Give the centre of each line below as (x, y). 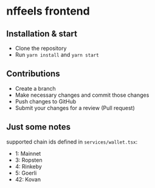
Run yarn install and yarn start (57, 55)
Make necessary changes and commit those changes (82, 95)
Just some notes (39, 127)
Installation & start (42, 34)
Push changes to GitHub (46, 101)
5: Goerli (26, 173)
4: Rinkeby (29, 166)
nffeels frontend (48, 11)
